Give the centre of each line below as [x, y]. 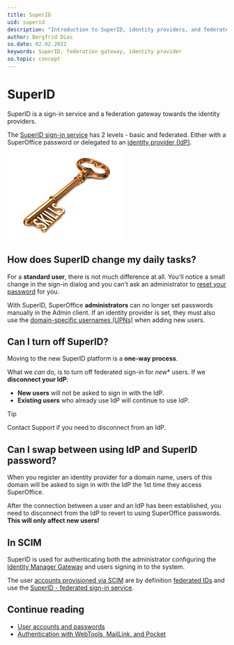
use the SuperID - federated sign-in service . [71, 588]
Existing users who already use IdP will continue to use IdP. [103, 400]
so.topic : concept [34, 59]
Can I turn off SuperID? [58, 342]
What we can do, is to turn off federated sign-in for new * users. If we [106, 372]
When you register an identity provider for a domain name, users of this [110, 477]
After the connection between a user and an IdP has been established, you [114, 506]
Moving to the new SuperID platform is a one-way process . [93, 358]
